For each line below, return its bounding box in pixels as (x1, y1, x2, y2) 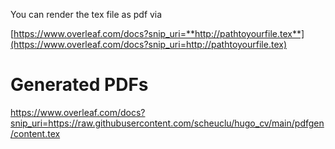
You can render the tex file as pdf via (10, 9, 163, 20)
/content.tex (10, 127, 61, 139)
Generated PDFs (10, 74, 149, 96)
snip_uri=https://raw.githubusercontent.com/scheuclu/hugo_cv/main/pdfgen (10, 117, 325, 129)
